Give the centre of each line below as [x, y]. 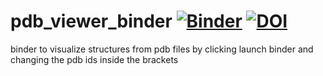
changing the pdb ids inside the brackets [94, 59]
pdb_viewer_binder [91, 21]
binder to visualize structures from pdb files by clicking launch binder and [162, 49]
